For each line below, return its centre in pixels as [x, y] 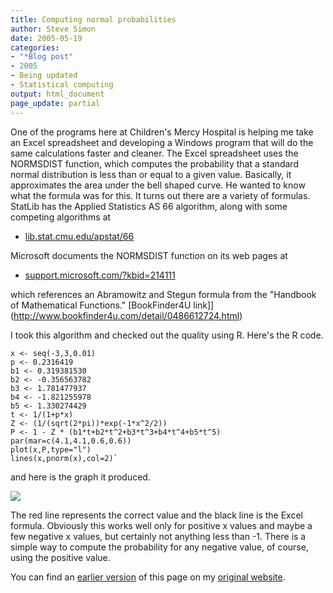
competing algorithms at [61, 217]
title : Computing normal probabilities [93, 19]
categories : [35, 47]
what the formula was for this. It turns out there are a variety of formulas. [160, 195]
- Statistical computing [62, 85]
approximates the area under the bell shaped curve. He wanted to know [158, 185]
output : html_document [57, 94]
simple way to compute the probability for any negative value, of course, [159, 547]
